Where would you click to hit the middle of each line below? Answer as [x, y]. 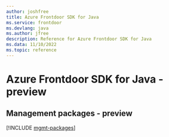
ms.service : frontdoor [34, 22]
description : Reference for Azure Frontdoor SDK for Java [79, 39]
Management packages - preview [69, 114]
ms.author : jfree [27, 34]
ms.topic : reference [32, 50]
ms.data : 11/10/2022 [32, 45]
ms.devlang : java [27, 28]
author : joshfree [27, 12]
